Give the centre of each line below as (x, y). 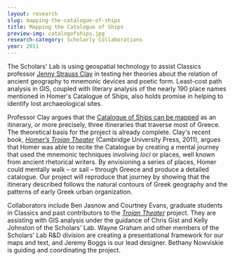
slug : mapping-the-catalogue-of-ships (64, 20)
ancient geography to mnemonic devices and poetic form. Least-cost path (115, 81)
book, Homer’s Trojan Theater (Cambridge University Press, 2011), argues (114, 140)
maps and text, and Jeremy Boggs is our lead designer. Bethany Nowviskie (115, 242)
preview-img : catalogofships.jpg (56, 33)
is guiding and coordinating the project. (64, 250)
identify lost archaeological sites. (55, 103)
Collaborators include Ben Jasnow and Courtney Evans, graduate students (115, 205)
